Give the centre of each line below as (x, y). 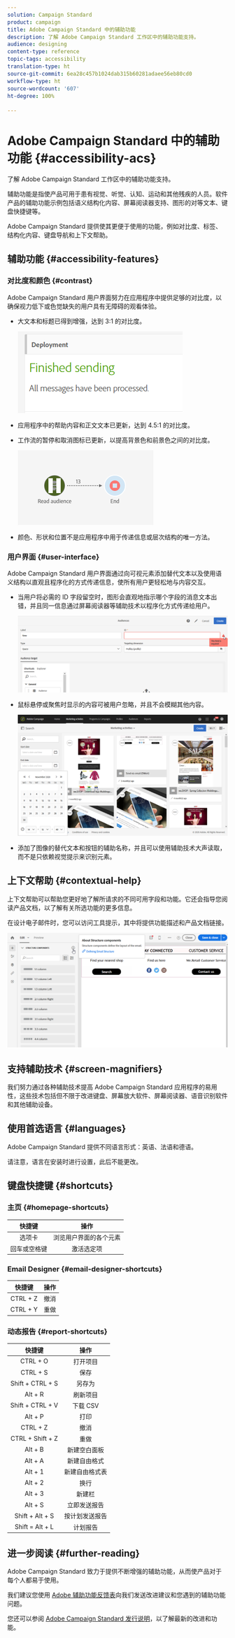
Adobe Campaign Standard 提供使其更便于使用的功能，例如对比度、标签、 (115, 227)
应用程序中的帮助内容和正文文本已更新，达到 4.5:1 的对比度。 (106, 425)
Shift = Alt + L (34, 1527)
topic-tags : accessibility (47, 59)
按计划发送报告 (85, 1516)
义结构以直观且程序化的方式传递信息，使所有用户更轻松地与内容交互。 (108, 582)
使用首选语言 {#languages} (67, 1128)
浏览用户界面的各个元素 (87, 1237)
